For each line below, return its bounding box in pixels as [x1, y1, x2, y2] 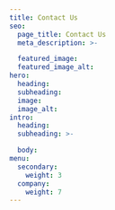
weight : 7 [25, 188, 63, 197]
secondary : [17, 162, 58, 171]
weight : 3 [25, 171, 63, 179]
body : [17, 145, 39, 155]
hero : [9, 71, 30, 81]
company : [17, 179, 50, 188]
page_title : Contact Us [17, 30, 106, 39]
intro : [9, 113, 34, 122]
